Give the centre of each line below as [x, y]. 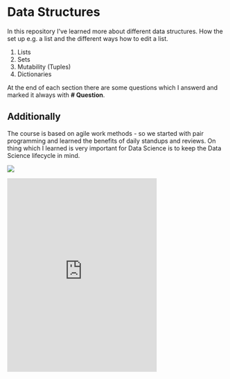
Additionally [34, 117]
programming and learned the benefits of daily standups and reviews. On [112, 141]
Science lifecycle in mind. [44, 155]
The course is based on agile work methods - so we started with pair [106, 133]
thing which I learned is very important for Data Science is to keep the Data [114, 148]
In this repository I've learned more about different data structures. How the [115, 31]
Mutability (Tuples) [44, 67]
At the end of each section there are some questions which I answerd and [113, 87]
